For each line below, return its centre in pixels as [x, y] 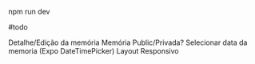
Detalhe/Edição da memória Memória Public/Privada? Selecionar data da [128, 42]
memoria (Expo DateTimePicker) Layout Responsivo [94, 51]
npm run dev [29, 12]
